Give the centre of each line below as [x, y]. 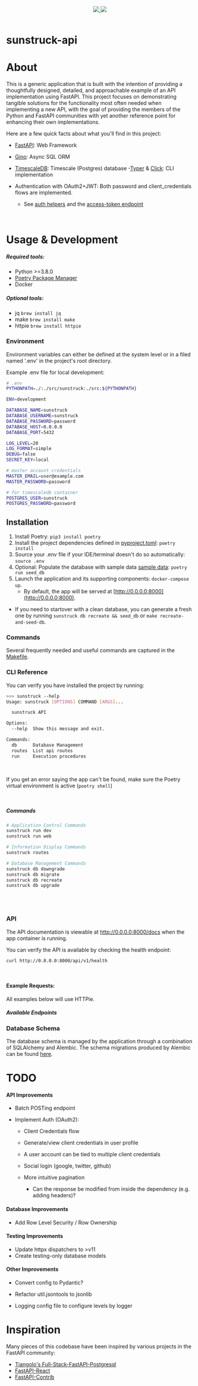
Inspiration [33, 1330]
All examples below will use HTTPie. [51, 999]
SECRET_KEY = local [28, 460]
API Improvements [30, 1095]
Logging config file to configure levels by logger [73, 1306]
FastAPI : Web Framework [46, 145]
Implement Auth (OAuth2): [47, 1120]
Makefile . [18, 657]
